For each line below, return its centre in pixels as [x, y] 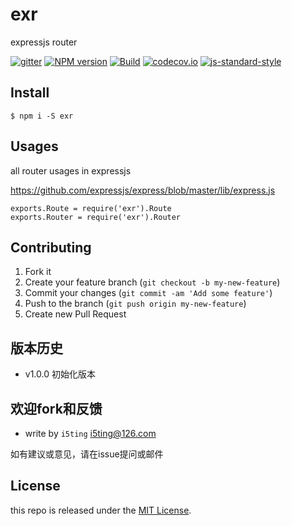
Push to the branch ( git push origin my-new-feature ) [135, 304]
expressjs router [44, 42]
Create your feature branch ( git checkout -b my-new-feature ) [152, 282]
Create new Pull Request [75, 314]
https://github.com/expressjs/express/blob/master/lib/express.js [143, 190]
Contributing [51, 247]
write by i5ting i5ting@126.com [90, 433]
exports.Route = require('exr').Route [91, 208]
